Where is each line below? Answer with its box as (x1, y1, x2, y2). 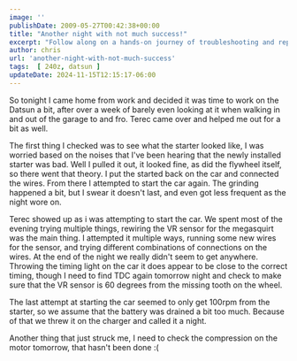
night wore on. (9, 196, 62, 207)
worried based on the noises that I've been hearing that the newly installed (9, 150, 281, 160)
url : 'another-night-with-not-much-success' (9, 54, 176, 63)
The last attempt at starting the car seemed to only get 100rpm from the (9, 296, 270, 307)
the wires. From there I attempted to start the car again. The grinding (9, 178, 259, 188)
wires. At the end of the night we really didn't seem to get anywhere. (9, 251, 259, 262)
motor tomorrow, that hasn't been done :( (9, 342, 159, 352)
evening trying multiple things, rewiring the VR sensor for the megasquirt (9, 223, 274, 234)
